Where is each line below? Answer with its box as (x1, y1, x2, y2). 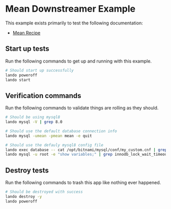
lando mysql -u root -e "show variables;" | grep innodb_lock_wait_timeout (5, 152, 169, 157)
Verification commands (5, 91, 81, 100)
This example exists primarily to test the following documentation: (5, 20, 144, 26)
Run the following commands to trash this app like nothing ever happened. (5, 180, 161, 186)
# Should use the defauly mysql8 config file (5, 142, 103, 147)
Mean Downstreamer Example (5, 3, 136, 15)
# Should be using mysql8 (5, 115, 60, 120)
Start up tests (5, 44, 49, 53)
